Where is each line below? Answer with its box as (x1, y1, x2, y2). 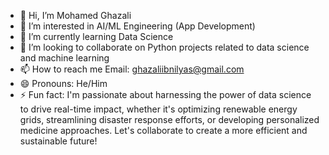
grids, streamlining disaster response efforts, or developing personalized (19, 114, 320, 125)
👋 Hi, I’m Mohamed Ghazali (19, 10, 132, 21)
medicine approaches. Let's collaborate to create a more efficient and (19, 125, 308, 136)
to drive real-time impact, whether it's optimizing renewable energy (19, 103, 298, 115)
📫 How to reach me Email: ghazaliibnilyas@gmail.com (19, 63, 245, 75)
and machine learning (19, 52, 110, 64)
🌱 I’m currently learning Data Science (19, 31, 174, 42)
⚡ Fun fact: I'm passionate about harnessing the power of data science (19, 89, 312, 100)
